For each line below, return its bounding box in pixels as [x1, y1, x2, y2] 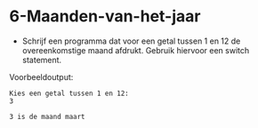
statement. [21, 54, 62, 65]
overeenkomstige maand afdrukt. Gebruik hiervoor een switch [21, 44, 250, 55]
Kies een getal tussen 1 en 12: [9, 89, 129, 98]
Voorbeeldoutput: [9, 71, 74, 82]
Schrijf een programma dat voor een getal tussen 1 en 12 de [21, 36, 241, 46]
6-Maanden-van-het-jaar [9, 6, 201, 27]
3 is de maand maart [9, 112, 86, 121]
